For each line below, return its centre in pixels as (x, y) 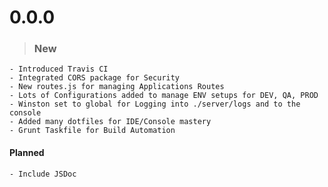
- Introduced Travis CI (59, 69)
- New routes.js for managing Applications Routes (117, 87)
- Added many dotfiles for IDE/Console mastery (110, 122)
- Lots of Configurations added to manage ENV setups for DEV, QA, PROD (164, 96)
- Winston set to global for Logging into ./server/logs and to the (155, 104)
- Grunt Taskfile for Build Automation (92, 131)
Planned (27, 153)
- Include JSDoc (43, 174)
